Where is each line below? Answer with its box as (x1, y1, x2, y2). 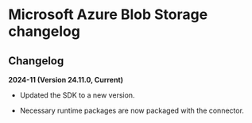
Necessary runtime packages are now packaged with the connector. (19, 106, 245, 115)
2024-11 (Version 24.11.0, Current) (8, 75, 124, 84)
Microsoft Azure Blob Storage (8, 6, 208, 24)
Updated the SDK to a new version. (19, 90, 135, 100)
